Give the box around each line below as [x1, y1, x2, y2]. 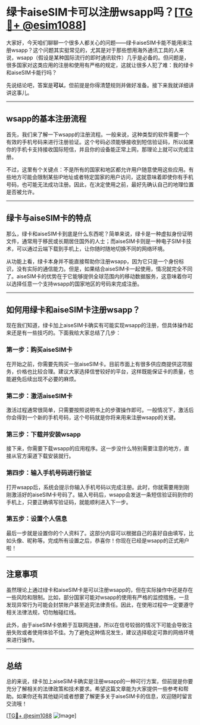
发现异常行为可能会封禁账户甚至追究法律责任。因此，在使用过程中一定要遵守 [6, 601, 194, 608]
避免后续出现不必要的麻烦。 [11, 375, 79, 382]
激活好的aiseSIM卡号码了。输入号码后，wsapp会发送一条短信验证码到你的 [11, 491, 193, 498]
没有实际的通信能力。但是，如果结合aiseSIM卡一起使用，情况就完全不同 [16, 265, 193, 272]
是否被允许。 [6, 188, 37, 195]
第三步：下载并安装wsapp [6, 430, 82, 438]
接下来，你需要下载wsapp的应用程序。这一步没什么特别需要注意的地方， [6, 445, 185, 452]
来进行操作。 [6, 636, 37, 643]
